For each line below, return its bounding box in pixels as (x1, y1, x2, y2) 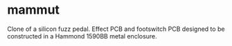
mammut (7, 2, 60, 18)
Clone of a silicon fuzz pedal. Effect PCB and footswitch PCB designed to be (7, 25, 225, 33)
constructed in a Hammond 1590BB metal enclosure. (7, 32, 157, 40)
